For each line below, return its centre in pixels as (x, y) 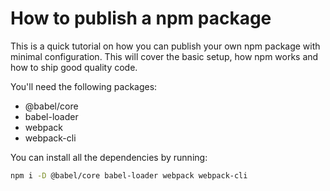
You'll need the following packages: (84, 86)
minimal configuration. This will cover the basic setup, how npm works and (164, 56)
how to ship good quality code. (74, 67)
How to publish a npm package (141, 18)
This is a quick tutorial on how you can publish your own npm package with (165, 46)
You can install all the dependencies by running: (109, 157)
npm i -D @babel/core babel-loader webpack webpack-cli (129, 175)
